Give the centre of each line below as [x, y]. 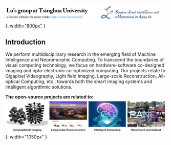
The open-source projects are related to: [49, 97]
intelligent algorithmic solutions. [39, 87]
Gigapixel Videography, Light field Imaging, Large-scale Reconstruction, [81, 76]
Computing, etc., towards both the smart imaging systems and [87, 81]
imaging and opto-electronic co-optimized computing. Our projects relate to [85, 70]
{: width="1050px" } [26, 137]
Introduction [26, 42]
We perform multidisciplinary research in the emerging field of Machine [81, 54]
